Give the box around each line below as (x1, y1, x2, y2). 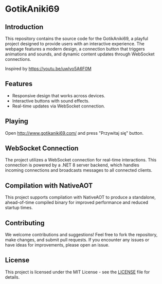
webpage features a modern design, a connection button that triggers (5, 46, 145, 52)
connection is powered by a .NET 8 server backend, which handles (5, 162, 140, 168)
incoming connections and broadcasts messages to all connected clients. (5, 167, 152, 173)
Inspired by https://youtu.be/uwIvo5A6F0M (5, 66, 91, 71)
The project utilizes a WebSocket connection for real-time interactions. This (5, 157, 157, 163)
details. (5, 274, 20, 280)
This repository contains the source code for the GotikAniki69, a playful (5, 35, 148, 41)
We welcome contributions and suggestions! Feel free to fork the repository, (5, 232, 158, 238)
